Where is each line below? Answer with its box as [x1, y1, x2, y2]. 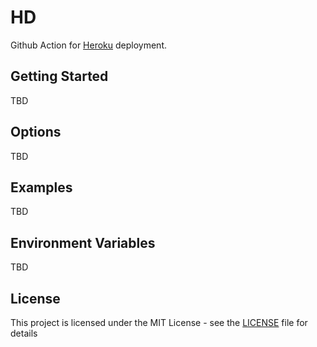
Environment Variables [10, 234, 156, 251]
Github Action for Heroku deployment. [10, 39, 167, 51]
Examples [10, 179, 73, 196]
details [10, 327, 38, 339]
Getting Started [10, 68, 109, 85]
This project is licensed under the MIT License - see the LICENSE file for [10, 317, 308, 328]
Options [10, 124, 62, 141]
